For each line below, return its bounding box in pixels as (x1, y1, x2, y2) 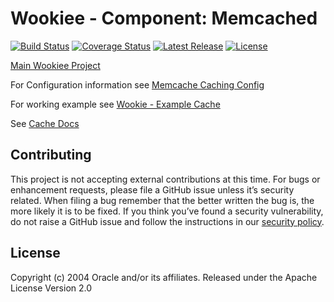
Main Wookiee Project (10, 59, 101, 71)
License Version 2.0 (10, 282, 93, 294)
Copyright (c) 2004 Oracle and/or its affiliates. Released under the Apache (10, 271, 318, 283)
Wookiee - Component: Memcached (10, 7, 318, 30)
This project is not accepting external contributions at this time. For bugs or (10, 173, 321, 185)
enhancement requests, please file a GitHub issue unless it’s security (10, 183, 295, 196)
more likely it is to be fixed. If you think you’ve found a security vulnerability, (10, 205, 324, 217)
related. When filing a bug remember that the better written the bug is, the (10, 194, 315, 206)
